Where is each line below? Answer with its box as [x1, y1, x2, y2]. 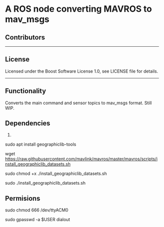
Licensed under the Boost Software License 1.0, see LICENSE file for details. [5, 68, 159, 74]
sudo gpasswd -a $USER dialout [5, 217, 70, 223]
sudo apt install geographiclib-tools [5, 141, 77, 147]
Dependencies [5, 119, 50, 128]
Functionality [5, 87, 46, 95]
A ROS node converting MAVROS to [5, 3, 152, 15]
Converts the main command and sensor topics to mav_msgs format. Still [5, 100, 152, 106]
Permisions [5, 194, 41, 203]
